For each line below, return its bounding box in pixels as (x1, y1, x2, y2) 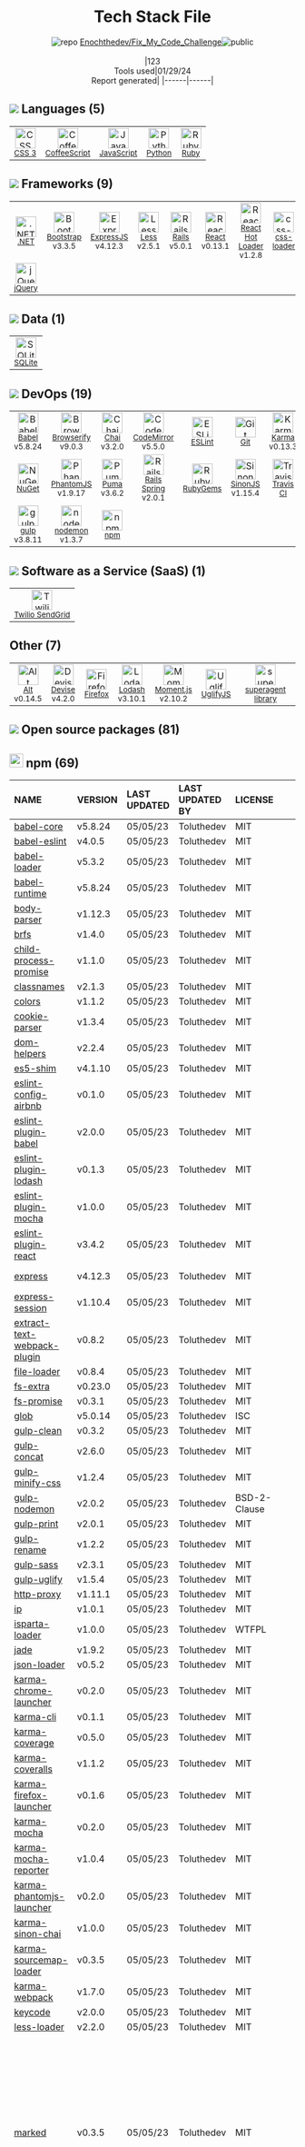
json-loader (14, 1658, 65, 1671)
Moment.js (154, 684, 192, 694)
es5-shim (14, 1062, 57, 1075)
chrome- (14, 1685, 53, 1697)
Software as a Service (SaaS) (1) (21, 563, 206, 579)
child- (14, 943, 41, 956)
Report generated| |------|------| (91, 75, 214, 85)
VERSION (76, 793, 118, 806)
